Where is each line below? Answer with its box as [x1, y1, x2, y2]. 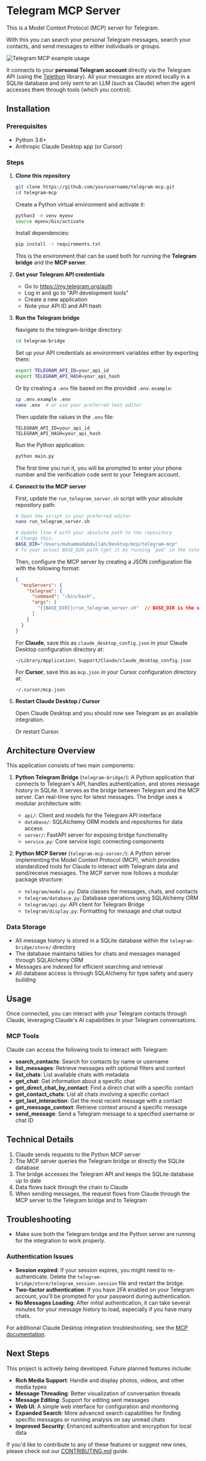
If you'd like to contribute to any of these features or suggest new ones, [6, 1441, 188, 1448]
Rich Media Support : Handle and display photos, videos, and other [15, 1376, 185, 1384]
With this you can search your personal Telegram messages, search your [6, 36, 191, 43]
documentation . [6, 1330, 47, 1337]
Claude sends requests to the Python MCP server [15, 1151, 141, 1158]
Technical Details [6, 1135, 74, 1145]
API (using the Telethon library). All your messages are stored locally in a [6, 73, 190, 80]
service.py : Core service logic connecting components [24, 838, 164, 845]
